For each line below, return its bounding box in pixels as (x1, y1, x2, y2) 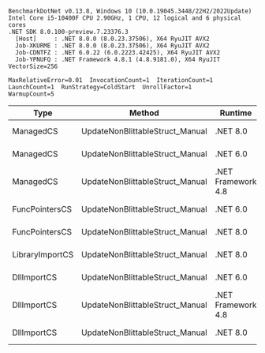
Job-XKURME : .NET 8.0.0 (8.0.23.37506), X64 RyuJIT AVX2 (15, 42, 211, 50)
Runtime (219, 107, 252, 118)
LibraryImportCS (12, 250, 74, 260)
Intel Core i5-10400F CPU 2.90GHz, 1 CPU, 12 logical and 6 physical (8, 14, 242, 22)
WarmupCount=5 (8, 90, 55, 98)
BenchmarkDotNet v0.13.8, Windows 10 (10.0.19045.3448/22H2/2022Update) (8, 7, 252, 15)
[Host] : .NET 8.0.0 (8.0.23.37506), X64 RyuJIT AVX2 (15, 35, 211, 43)
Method (129, 107, 159, 118)
